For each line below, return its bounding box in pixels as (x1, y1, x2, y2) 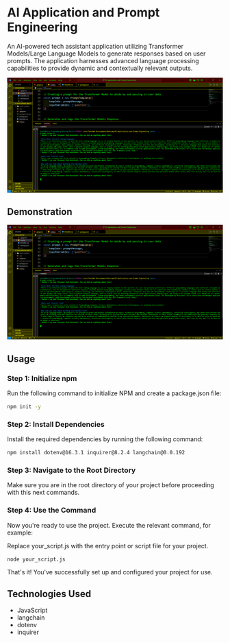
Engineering (7, 19, 78, 35)
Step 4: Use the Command (7, 506, 97, 515)
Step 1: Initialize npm (7, 373, 77, 383)
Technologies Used (7, 588, 91, 600)
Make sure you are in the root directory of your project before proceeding (7, 481, 214, 489)
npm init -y (7, 403, 41, 410)
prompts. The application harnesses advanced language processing (7, 56, 199, 65)
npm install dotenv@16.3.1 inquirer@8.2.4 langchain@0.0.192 (7, 449, 186, 456)
